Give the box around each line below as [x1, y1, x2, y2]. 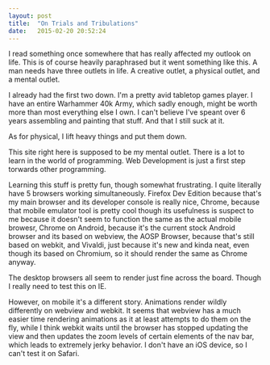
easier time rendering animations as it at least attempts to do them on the [8, 314, 251, 324]
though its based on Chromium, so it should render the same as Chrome [8, 249, 248, 258]
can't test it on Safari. [8, 349, 80, 359]
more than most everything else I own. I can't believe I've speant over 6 [8, 107, 246, 117]
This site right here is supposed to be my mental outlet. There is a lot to [8, 147, 245, 157]
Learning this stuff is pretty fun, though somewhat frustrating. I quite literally [8, 180, 262, 190]
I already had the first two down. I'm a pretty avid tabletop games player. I [8, 90, 253, 100]
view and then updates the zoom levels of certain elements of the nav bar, [8, 332, 255, 342]
